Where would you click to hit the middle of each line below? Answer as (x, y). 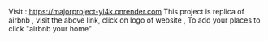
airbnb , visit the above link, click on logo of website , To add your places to (134, 20)
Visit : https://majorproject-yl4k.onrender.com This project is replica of (127, 12)
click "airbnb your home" (50, 29)
